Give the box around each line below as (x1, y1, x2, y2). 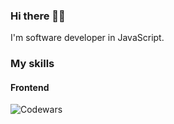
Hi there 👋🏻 (10, 9, 66, 23)
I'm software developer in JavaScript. (10, 32, 165, 44)
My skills (10, 57, 55, 71)
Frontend (10, 81, 50, 93)
